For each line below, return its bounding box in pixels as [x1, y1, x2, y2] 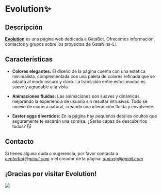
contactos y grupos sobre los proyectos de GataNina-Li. [5, 41, 117, 47]
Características [5, 55, 53, 64]
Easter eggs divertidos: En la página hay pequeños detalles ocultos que [12, 113, 157, 119]
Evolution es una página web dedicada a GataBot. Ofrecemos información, [5, 36, 155, 42]
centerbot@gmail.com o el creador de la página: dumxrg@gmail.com [5, 155, 143, 161]
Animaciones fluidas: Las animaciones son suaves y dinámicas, [12, 93, 141, 99]
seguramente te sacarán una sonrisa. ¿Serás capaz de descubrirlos [12, 118, 147, 124]
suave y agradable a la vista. [12, 84, 69, 90]
